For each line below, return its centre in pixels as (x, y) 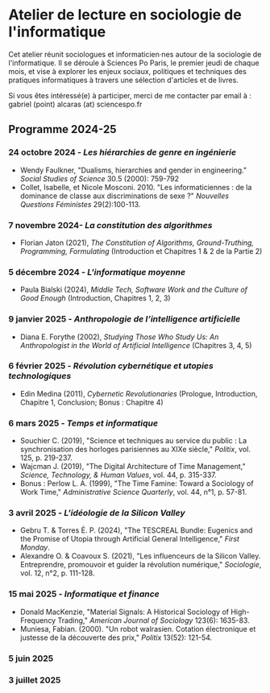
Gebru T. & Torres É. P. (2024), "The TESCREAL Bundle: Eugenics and (136, 530)
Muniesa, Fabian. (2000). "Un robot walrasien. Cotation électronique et (138, 629)
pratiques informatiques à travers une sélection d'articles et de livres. (124, 80)
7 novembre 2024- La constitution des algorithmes (110, 225)
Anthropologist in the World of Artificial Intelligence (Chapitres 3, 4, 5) (136, 345)
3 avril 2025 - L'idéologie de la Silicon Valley (97, 513)
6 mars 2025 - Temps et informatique (83, 423)
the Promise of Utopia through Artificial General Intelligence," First (130, 539)
